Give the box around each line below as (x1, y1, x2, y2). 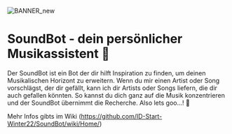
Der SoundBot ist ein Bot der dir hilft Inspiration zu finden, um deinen (7, 68, 206, 77)
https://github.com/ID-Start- (81, 112, 163, 120)
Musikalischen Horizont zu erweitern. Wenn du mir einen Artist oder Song (7, 76, 220, 84)
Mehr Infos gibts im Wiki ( (7, 112, 82, 120)
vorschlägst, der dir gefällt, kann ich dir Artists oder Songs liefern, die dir (7, 84, 217, 92)
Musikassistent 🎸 (7, 46, 110, 62)
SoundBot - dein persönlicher (7, 31, 183, 47)
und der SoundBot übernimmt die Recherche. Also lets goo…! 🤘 (7, 98, 191, 107)
